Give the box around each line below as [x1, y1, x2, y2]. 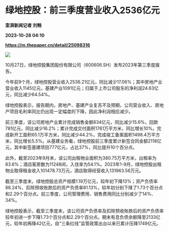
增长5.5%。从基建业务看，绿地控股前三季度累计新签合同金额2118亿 [22, 138, 162, 144]
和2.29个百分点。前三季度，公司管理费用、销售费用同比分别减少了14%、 [5, 191, 156, 197]
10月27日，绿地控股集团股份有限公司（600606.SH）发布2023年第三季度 [5, 61, 156, 68]
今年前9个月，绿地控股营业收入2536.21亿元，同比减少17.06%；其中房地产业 [5, 79, 162, 85]
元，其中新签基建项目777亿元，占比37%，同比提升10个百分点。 [5, 144, 137, 150]
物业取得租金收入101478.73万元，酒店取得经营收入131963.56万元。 [5, 167, 144, 174]
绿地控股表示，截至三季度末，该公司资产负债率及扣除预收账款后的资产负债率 [5, 207, 164, 214]
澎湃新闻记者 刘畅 [5, 22, 42, 28]
